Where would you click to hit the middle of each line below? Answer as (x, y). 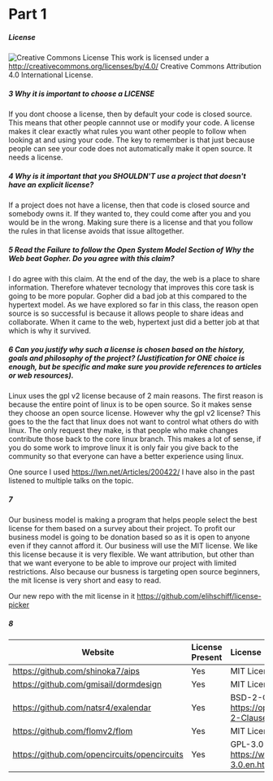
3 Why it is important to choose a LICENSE (82, 94)
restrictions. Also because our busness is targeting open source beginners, (134, 572)
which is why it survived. (50, 331)
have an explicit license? (51, 185)
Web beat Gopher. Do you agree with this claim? (91, 258)
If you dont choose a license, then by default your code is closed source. (130, 114)
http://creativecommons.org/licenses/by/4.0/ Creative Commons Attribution (135, 67)
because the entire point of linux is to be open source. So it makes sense (130, 404)
